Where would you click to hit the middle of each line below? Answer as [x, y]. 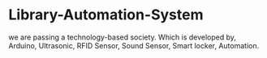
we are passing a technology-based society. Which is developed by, [123, 37]
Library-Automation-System [106, 15]
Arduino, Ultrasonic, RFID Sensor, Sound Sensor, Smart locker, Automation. [134, 45]
